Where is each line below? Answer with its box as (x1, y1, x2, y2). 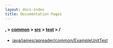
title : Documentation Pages (5, 12, 62, 16)
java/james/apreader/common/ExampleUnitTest (12, 37, 108, 43)
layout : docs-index (5, 7, 45, 12)
